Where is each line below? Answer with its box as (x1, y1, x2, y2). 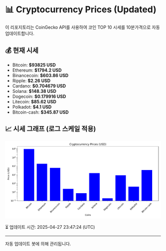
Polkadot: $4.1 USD (12, 104, 52, 110)
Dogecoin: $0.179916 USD (12, 93, 66, 99)
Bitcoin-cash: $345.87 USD (12, 109, 69, 115)
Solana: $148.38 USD (12, 88, 57, 94)
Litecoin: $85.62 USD (12, 98, 57, 104)
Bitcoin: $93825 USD (12, 62, 56, 68)
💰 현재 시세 (5, 46, 39, 55)
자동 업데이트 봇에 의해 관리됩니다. (5, 241, 71, 247)
